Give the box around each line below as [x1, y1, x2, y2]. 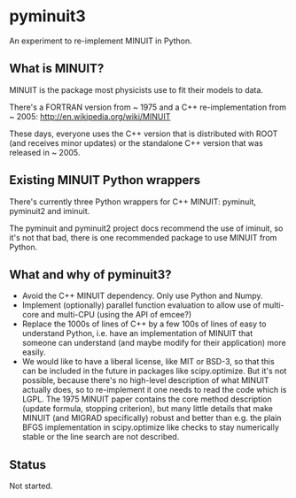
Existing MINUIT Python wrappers [9, 172, 201, 188]
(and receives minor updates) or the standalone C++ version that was [9, 137, 263, 148]
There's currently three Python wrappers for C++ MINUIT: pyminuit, [9, 196, 257, 207]
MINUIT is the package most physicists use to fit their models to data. [9, 84, 264, 95]
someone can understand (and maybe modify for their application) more [21, 338, 286, 349]
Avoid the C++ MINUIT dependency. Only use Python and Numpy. [21, 290, 263, 302]
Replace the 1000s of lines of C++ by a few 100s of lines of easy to [21, 318, 267, 329]
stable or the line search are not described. [21, 432, 180, 442]
